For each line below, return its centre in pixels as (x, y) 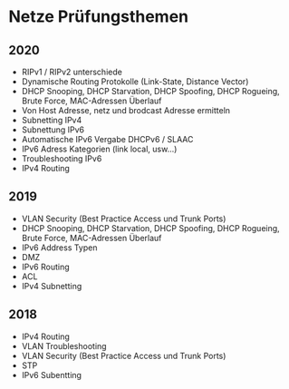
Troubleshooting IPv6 (62, 159)
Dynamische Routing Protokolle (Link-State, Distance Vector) (135, 82)
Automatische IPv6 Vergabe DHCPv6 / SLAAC (107, 139)
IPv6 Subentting (52, 374)
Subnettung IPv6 (53, 130)
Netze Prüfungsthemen (99, 17)
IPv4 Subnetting (52, 286)
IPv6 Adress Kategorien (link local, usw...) (99, 149)
